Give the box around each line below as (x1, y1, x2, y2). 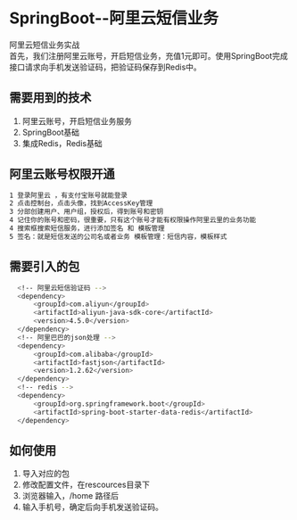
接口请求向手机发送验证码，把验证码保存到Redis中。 (9, 62, 202, 72)
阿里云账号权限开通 (9, 167, 115, 182)
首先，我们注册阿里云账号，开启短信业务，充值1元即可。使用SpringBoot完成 (9, 50, 288, 61)
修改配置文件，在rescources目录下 (21, 479, 150, 491)
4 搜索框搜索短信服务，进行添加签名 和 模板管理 (9, 224, 165, 233)
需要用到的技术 (9, 90, 92, 105)
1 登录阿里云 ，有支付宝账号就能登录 (9, 191, 128, 200)
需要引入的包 (9, 260, 80, 275)
